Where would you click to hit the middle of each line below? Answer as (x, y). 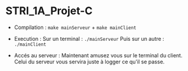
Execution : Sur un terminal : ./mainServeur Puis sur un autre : (89, 38)
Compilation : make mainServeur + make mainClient (75, 27)
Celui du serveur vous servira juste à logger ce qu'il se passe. (89, 62)
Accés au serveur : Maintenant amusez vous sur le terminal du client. (98, 55)
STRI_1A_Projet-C (49, 11)
